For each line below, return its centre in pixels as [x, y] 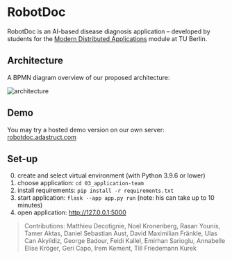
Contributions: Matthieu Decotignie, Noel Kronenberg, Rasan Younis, [122, 226]
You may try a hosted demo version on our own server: [86, 129]
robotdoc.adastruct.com [42, 137]
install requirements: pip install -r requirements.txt [96, 190]
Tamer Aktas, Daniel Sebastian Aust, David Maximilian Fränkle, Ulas [121, 233]
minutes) [30, 205]
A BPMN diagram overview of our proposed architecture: [89, 77]
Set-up [23, 158]
